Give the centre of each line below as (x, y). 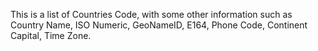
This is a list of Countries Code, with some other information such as (151, 14)
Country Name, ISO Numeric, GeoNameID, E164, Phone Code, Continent (159, 25)
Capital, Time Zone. (51, 35)
